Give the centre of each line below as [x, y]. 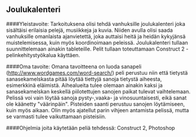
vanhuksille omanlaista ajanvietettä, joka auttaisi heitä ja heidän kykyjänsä [96, 36]
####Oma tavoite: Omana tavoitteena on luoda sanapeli [74, 66]
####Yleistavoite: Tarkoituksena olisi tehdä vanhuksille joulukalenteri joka [96, 24]
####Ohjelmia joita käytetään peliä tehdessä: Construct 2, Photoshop [91, 128]
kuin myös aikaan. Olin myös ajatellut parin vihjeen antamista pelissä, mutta [98, 110]
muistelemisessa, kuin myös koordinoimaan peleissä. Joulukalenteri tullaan [97, 42]
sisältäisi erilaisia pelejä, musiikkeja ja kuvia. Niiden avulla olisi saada [89, 30]
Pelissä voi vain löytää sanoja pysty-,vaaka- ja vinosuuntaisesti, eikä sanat [97, 98]
